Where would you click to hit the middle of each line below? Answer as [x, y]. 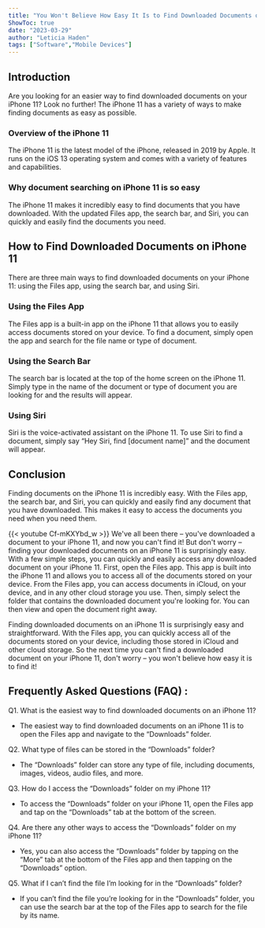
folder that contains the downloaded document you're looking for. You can [129, 601]
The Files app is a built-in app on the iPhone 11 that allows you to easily [123, 324]
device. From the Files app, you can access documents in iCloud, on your [127, 584]
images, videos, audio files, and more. [81, 773]
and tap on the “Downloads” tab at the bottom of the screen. [118, 812]
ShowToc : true [32, 23]
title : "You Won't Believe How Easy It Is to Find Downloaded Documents [130, 15]
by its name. [39, 915]
